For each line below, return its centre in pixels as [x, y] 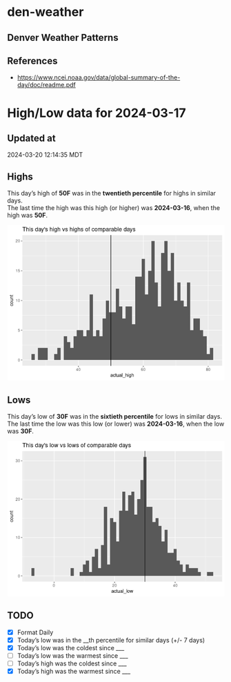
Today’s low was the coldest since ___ [71, 647]
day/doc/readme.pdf [46, 85]
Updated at [32, 138]
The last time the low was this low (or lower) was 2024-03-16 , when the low [116, 424]
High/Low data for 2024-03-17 [97, 113]
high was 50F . [28, 216]
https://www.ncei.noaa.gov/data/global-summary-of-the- [99, 77]
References [32, 60]
